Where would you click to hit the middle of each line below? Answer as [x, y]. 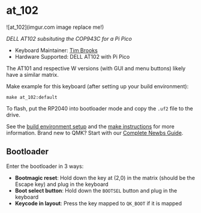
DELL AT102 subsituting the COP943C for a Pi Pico [69, 38]
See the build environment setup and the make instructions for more [91, 126]
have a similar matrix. [32, 74]
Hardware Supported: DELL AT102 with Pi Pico [72, 56]
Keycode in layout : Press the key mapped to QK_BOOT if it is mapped [98, 203]
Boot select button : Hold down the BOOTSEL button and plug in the [96, 190]
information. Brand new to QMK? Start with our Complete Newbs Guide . [95, 133]
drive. [13, 115]
